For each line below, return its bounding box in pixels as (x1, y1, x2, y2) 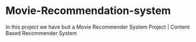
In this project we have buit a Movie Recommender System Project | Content (5, 23, 190, 30)
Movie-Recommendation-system (5, 4, 171, 17)
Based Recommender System (5, 29, 77, 36)
